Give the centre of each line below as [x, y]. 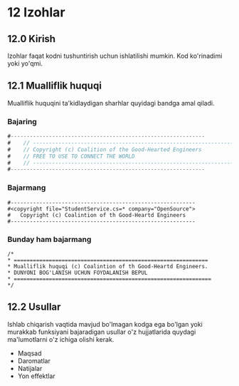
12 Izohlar [36, 12]
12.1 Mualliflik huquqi [54, 86]
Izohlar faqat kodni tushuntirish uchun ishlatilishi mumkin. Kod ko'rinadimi [115, 56]
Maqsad [30, 353]
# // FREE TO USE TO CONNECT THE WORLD [71, 156]
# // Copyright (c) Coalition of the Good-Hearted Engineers [105, 149]
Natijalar [30, 368]
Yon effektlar [36, 376]
